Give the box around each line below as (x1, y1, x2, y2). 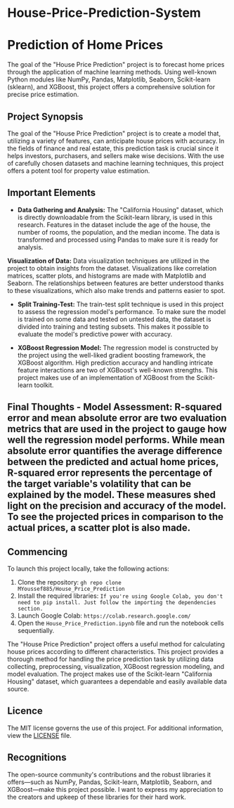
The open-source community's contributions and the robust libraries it (7, 770, 211, 778)
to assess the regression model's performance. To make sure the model (17, 307, 226, 315)
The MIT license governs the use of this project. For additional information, (7, 724, 223, 732)
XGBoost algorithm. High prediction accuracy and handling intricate (17, 358, 213, 367)
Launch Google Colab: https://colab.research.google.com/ (17, 611, 191, 620)
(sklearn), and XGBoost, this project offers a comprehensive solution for (7, 83, 216, 91)
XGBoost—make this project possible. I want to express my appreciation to (7, 785, 223, 793)
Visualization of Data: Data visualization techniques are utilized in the (7, 256, 209, 265)
